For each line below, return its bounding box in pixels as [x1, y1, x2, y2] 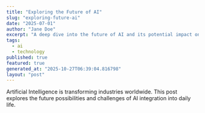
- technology [12, 49, 45, 55]
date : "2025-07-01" [6, 20, 56, 26]
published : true [6, 54, 48, 60]
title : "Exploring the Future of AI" [6, 9, 103, 15]
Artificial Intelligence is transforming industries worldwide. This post [6, 88, 178, 95]
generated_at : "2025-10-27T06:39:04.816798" [6, 65, 121, 72]
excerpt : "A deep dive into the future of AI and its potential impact [6, 32, 192, 38]
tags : [6, 37, 20, 43]
